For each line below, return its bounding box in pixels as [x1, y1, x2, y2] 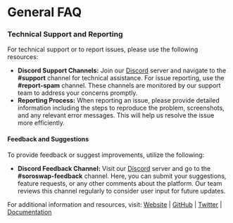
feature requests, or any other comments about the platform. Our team [17, 179, 222, 187]
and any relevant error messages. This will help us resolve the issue [17, 111, 215, 120]
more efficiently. [17, 119, 65, 127]
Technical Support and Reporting [7, 30, 123, 39]
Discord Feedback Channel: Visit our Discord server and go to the [17, 164, 211, 172]
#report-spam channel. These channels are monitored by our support [17, 82, 221, 90]
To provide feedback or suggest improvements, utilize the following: [7, 151, 205, 159]
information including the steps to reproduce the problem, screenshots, [17, 103, 225, 113]
